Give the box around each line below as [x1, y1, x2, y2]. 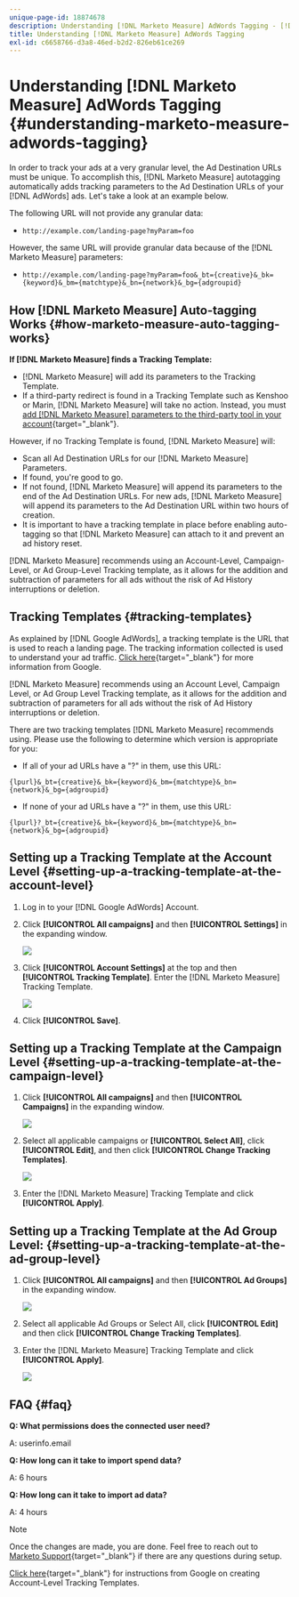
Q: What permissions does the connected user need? [9, 1421, 211, 1432]
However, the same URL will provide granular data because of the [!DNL [9, 242, 273, 254]
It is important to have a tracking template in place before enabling [21, 520, 266, 529]
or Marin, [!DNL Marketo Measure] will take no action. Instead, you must [21, 399, 287, 410]
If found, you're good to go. [21, 472, 124, 482]
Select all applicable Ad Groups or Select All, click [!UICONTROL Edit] [21, 1319, 279, 1329]
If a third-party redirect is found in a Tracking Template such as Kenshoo [21, 391, 289, 400]
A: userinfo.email [9, 1438, 71, 1448]
